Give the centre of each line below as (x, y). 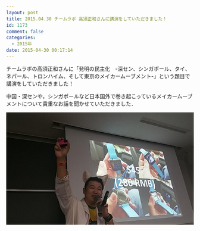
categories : (21, 38)
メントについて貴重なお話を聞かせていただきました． (71, 104)
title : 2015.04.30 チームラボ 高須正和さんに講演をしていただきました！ (87, 19)
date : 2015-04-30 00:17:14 (40, 51)
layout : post (22, 13)
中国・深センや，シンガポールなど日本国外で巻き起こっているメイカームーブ (99, 96)
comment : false (25, 32)
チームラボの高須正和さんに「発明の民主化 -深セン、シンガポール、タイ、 (98, 68)
